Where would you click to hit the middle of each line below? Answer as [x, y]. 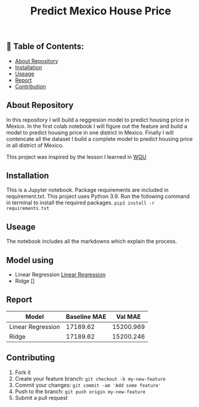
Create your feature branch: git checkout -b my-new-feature [90, 378]
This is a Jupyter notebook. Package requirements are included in [88, 190]
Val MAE [129, 316]
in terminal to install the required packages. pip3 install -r [80, 203]
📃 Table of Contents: [45, 46]
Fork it [23, 372]
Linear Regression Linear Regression [60, 275]
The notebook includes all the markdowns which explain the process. [92, 242]
